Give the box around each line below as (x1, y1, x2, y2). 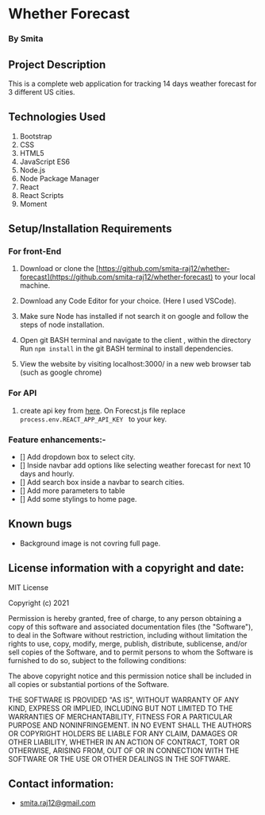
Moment (19, 199, 48, 208)
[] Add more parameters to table (19, 486, 125, 495)
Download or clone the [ (19, 264, 99, 274)
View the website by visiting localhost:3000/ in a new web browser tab (19, 359, 252, 369)
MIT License (8, 582, 49, 592)
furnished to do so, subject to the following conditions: (8, 655, 186, 665)
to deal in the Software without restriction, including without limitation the (8, 630, 248, 640)
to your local (214, 272, 255, 282)
